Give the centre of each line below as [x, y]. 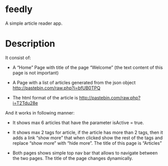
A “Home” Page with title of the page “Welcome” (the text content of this [88, 67]
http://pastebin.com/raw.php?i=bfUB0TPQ [56, 88]
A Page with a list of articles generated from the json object [74, 82]
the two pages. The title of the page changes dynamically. [73, 158]
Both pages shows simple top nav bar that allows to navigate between [85, 153]
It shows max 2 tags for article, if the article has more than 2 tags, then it [88, 132]
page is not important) [35, 73]
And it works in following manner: [40, 113]
